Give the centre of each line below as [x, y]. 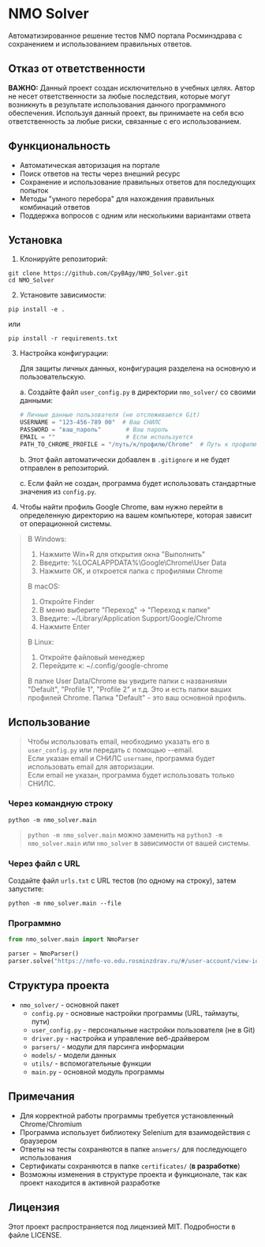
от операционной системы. [65, 523]
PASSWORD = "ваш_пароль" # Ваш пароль [94, 430]
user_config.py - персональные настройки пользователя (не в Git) [143, 1029]
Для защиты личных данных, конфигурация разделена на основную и [138, 368]
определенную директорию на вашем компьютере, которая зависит [136, 515]
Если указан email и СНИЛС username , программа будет [121, 758]
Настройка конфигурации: [64, 353]
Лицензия [34, 1208]
